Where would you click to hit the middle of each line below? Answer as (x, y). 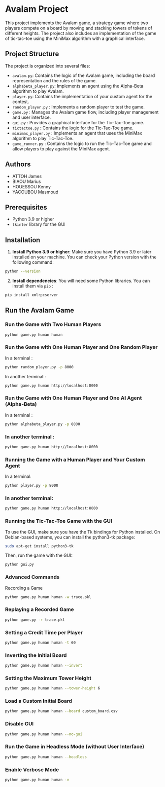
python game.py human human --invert (44, 666)
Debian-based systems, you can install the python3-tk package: (70, 537)
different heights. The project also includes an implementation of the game (81, 33)
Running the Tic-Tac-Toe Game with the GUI (59, 521)
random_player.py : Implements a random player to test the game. (78, 107)
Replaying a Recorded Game (40, 609)
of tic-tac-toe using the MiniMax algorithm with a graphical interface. (75, 38)
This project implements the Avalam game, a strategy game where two (77, 23)
